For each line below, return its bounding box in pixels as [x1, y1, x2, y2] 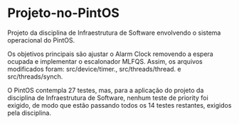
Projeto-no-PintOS [7, 5, 119, 21]
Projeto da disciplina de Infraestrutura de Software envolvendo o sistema [7, 28, 221, 37]
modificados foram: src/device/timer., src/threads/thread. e [7, 64, 181, 73]
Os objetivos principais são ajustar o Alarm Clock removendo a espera [7, 50, 213, 58]
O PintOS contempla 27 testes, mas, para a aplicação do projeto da [7, 86, 204, 94]
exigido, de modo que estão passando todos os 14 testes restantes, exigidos [7, 101, 232, 109]
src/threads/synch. [7, 72, 63, 81]
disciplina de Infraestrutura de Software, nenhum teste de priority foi [7, 94, 208, 102]
